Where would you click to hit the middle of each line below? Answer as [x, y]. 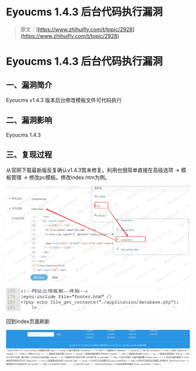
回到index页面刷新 [28, 321]
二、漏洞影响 [29, 120]
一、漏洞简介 [29, 85]
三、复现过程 [29, 155]
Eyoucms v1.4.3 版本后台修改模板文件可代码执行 [64, 100]
